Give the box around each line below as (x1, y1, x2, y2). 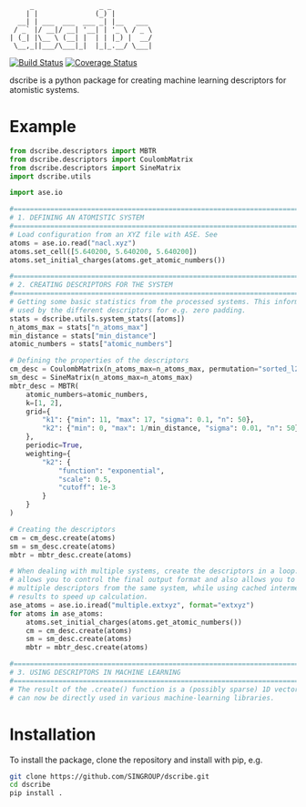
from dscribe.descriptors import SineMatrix (9, 163, 181, 172)
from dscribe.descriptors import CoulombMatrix (9, 155, 194, 164)
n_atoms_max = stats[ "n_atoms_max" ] (9, 322, 148, 332)
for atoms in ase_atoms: (9, 608, 104, 618)
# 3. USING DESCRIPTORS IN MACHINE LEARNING (9, 668, 181, 678)
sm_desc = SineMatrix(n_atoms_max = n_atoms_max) (9, 373, 194, 383)
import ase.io (9, 189, 64, 198)
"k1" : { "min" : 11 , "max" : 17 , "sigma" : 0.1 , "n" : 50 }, (42, 415, 255, 424)
